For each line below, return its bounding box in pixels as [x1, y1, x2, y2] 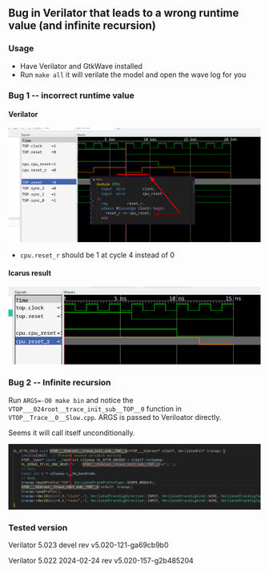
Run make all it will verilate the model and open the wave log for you [19, 70, 247, 79]
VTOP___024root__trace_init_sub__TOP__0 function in [8, 404, 182, 414]
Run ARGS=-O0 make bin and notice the [8, 395, 134, 405]
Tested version [8, 523, 68, 534]
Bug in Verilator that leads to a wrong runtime [8, 6, 239, 20]
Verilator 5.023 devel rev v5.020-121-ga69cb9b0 [8, 540, 169, 550]
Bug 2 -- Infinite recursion [8, 377, 111, 388]
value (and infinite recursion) [8, 19, 156, 33]
